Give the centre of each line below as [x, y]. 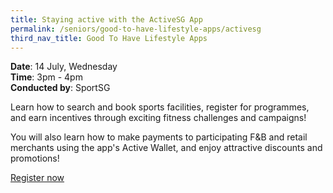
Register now [37, 178]
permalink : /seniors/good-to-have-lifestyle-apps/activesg [136, 29]
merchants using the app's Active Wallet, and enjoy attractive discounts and [166, 148]
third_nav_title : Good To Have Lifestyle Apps [109, 38]
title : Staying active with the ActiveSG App [106, 19]
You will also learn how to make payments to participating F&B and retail [159, 137]
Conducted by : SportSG [60, 88]
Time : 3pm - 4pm [46, 77]
